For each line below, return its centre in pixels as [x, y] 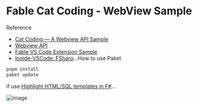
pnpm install [22, 69]
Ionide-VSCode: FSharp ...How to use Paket [68, 58]
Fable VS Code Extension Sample [56, 51]
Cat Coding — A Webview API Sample [62, 39]
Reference [19, 27]
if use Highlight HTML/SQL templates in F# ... [61, 86]
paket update [22, 75]
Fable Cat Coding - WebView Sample [99, 11]
